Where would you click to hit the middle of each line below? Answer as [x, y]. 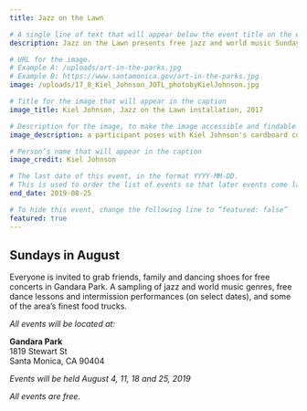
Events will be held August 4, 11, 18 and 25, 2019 [100, 379]
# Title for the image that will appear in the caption [118, 101]
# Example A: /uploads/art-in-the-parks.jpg [95, 68]
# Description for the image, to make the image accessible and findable [153, 126]
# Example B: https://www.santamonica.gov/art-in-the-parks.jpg [134, 77]
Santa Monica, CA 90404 [57, 361]
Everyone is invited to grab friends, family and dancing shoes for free [140, 277]
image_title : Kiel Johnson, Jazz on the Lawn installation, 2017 [136, 110]
